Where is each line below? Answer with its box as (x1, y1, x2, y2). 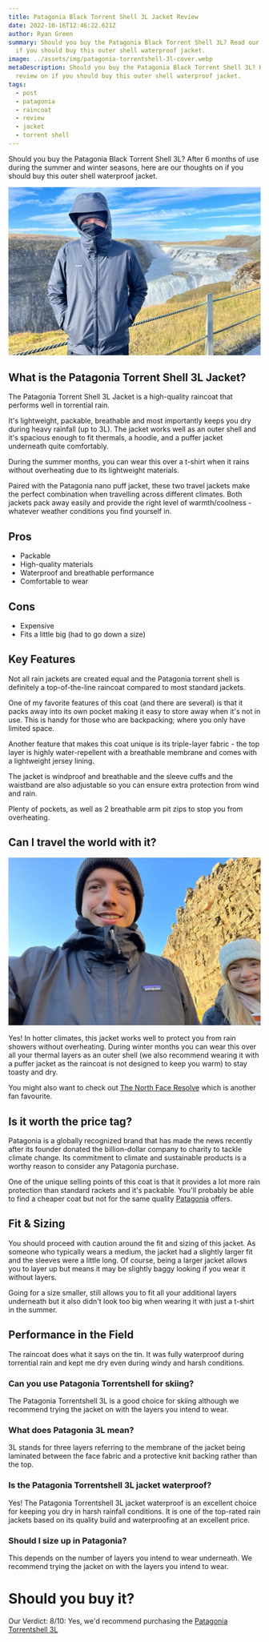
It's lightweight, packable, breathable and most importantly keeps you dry (8, 416, 252, 426)
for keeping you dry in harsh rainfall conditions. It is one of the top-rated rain (8, 1506, 261, 1516)
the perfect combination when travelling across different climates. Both (8, 489, 243, 500)
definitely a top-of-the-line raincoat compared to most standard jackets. (8, 682, 246, 692)
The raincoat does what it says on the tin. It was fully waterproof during (8, 1349, 244, 1359)
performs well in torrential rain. (8, 400, 110, 410)
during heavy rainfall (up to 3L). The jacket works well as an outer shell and (8, 424, 256, 434)
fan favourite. (8, 1091, 53, 1101)
